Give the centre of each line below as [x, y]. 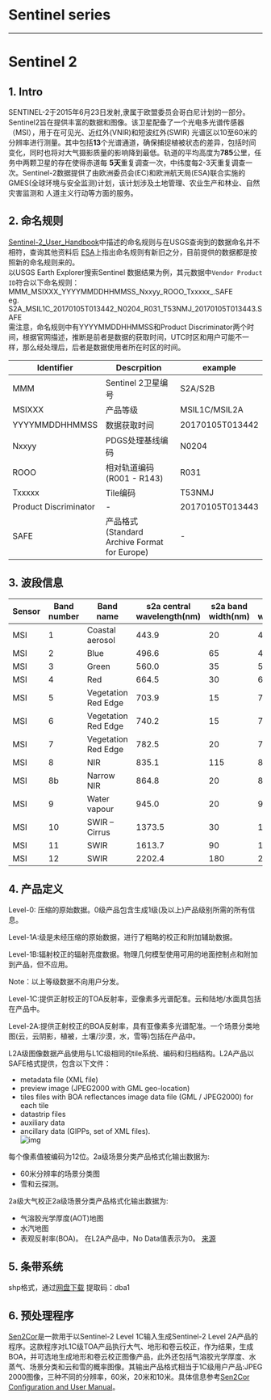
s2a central [169, 606]
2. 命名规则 [36, 221]
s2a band [229, 606]
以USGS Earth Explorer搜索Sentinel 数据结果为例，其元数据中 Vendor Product [135, 272]
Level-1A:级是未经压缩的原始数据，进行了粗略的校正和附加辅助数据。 [123, 937]
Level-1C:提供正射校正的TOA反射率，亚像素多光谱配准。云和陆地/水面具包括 [135, 999]
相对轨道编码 [130, 467]
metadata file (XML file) [59, 1080]
